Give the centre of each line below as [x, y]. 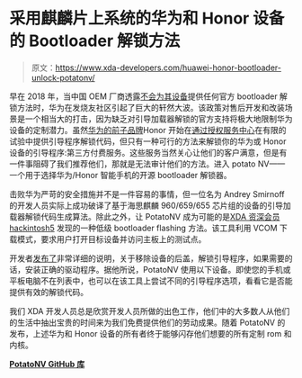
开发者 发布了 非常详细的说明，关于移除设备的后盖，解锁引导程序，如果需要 [147, 258]
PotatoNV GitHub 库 [47, 364]
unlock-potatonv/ [63, 77]
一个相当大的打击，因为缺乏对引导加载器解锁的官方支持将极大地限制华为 [159, 119]
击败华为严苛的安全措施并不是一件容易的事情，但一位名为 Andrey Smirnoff [147, 193]
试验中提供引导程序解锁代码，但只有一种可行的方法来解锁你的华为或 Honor [148, 141]
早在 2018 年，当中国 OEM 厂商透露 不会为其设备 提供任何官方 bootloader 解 [148, 96]
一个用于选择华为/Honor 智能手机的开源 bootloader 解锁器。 [120, 175]
